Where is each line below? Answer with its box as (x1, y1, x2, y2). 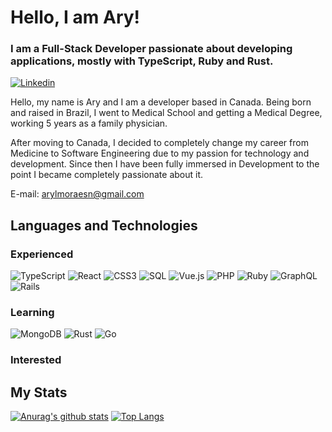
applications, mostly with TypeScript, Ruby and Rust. (10, 54, 274, 68)
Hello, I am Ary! (10, 6, 141, 29)
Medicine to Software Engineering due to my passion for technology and (10, 147, 310, 160)
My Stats (10, 384, 68, 401)
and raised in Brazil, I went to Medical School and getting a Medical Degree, (10, 107, 323, 119)
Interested (10, 353, 62, 367)
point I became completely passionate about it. (10, 169, 204, 181)
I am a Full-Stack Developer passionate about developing (10, 42, 293, 56)
